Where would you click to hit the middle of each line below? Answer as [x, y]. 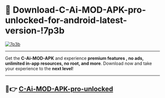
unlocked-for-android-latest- [66, 20]
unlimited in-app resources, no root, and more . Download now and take [79, 63]
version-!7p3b [35, 31]
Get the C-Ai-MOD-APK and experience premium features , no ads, [74, 58]
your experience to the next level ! [39, 68]
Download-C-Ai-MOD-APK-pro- [80, 10]
